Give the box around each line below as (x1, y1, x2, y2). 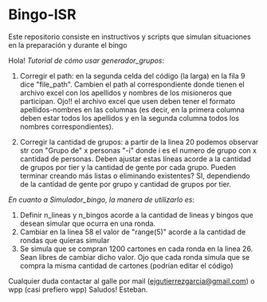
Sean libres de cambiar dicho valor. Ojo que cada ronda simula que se (19, 252, 250, 261)
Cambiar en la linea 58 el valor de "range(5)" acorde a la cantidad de (19, 226, 246, 236)
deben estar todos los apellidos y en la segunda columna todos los (19, 113, 240, 122)
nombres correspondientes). (19, 122, 114, 131)
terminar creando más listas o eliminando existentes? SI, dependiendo (19, 171, 251, 180)
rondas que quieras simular (19, 235, 110, 245)
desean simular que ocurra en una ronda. (19, 219, 156, 228)
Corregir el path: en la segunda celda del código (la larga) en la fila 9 (19, 71, 245, 80)
